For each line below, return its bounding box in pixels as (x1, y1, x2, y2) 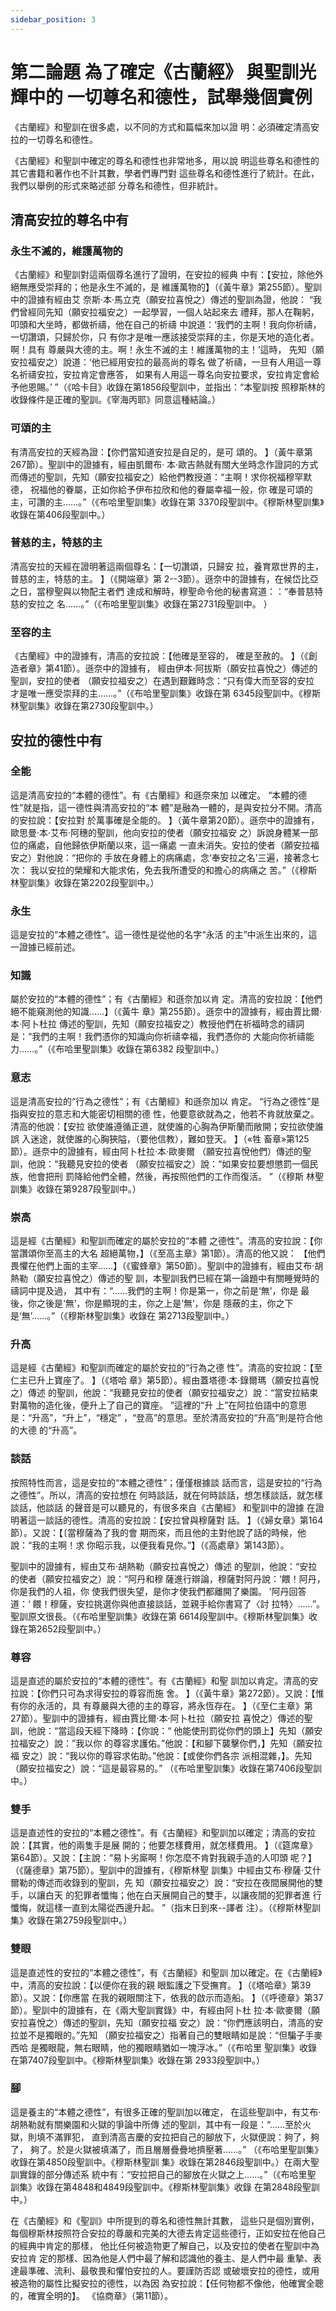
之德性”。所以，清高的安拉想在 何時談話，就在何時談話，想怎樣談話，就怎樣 (10, 1489, 324, 1501)
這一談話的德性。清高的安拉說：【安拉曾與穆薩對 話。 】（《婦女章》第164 (27, 1514, 324, 1526)
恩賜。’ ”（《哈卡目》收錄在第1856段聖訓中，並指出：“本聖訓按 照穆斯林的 (27, 381, 326, 393)
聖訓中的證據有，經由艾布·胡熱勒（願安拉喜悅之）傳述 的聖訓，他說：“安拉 (10, 1560, 318, 1572)
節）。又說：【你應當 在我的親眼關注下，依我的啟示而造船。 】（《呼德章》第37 (10, 1991, 324, 2003)
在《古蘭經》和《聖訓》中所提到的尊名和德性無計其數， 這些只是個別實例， (10, 2214, 320, 2226)
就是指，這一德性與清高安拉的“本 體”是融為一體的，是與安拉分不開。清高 (23, 801, 323, 813)
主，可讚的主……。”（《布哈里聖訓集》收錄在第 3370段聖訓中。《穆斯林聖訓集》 (10, 496, 325, 508)
